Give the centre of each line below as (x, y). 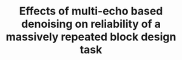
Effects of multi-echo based (91, 11)
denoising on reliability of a (91, 24)
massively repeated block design (91, 37)
